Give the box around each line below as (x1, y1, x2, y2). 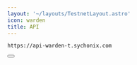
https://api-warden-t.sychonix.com (7, 43, 112, 50)
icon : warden (7, 17, 46, 24)
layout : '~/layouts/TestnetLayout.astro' (7, 10, 131, 17)
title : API (7, 23, 40, 30)
